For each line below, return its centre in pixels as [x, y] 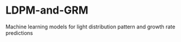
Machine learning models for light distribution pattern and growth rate [90, 27]
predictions [19, 33]
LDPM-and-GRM [47, 10]
